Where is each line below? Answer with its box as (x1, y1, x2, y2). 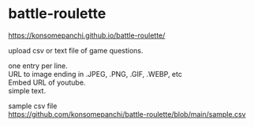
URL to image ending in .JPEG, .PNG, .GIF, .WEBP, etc (8, 69, 183, 78)
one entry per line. (8, 60, 69, 71)
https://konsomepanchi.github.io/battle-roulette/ (8, 31, 166, 40)
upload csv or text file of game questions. (8, 45, 144, 55)
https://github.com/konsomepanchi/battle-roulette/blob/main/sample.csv (8, 109, 246, 118)
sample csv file (8, 101, 58, 111)
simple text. (8, 85, 46, 95)
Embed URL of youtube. (8, 78, 86, 87)
